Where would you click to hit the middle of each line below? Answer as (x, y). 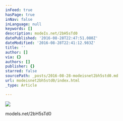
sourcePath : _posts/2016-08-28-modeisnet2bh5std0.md (62, 76)
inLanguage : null (23, 24)
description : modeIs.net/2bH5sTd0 (42, 33)
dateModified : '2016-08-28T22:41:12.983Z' (50, 43)
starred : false (21, 71)
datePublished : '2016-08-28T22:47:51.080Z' (52, 38)
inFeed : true (19, 10)
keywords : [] (19, 29)
